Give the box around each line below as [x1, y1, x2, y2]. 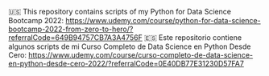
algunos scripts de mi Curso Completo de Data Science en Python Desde [8, 42, 251, 51]
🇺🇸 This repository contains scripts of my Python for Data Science [8, 7, 232, 16]
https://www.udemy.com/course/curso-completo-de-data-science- [27, 50, 254, 59]
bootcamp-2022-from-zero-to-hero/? [8, 24, 134, 34]
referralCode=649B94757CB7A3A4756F [8, 33, 143, 42]
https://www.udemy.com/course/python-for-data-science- [65, 16, 261, 25]
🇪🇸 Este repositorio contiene [143, 33, 242, 42]
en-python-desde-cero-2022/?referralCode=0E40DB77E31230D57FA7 [8, 59, 244, 68]
